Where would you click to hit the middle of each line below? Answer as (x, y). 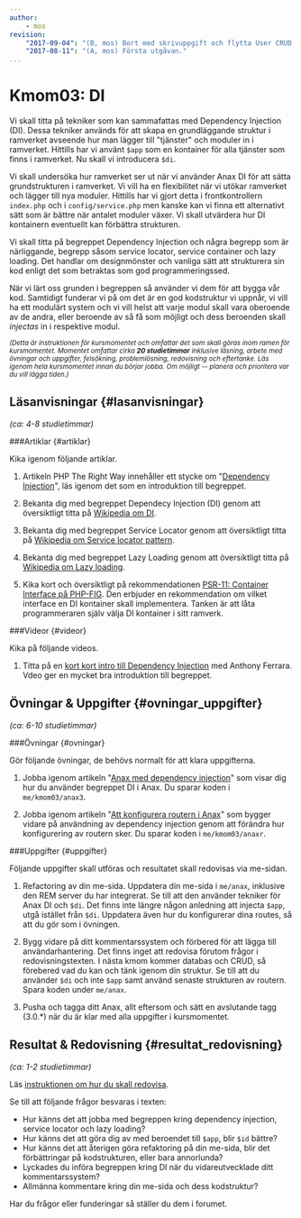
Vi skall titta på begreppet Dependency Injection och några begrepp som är (149, 242)
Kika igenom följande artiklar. (63, 458)
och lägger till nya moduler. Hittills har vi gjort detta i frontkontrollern (136, 196)
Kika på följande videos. (54, 648)
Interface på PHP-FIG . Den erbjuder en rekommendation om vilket (145, 594)
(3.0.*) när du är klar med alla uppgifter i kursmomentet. (126, 1016)
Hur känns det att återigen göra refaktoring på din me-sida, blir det (146, 1148)
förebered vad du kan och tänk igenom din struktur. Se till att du (141, 970)
